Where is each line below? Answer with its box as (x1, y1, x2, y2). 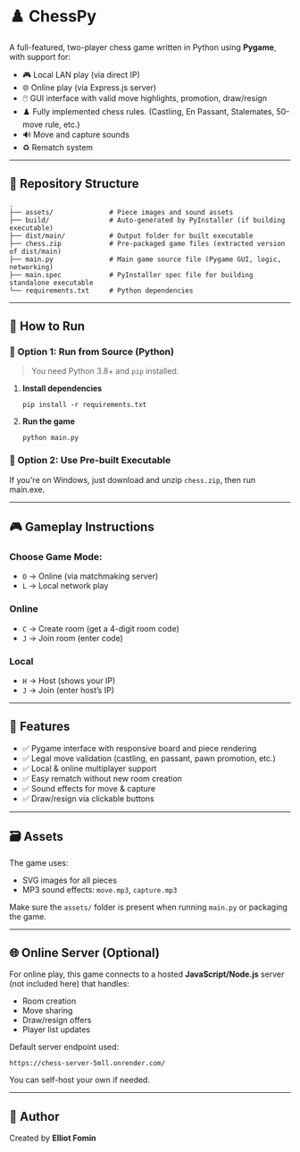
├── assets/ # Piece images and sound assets (9, 208, 234, 216)
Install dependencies (21, 383, 103, 394)
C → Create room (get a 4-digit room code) (21, 623, 180, 634)
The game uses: (9, 857, 69, 868)
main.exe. (9, 484, 46, 495)
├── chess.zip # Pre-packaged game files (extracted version (9, 239, 286, 248)
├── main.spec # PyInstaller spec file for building (9, 270, 254, 279)
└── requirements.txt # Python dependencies (9, 286, 194, 295)
